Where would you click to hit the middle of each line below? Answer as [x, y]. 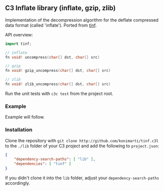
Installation [19, 130]
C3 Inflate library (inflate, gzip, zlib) [60, 8]
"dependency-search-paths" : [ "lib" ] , [55, 159]
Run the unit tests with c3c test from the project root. [59, 94]
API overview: [19, 34]
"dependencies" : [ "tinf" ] [42, 164]
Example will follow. [25, 117]
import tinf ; [18, 44]
